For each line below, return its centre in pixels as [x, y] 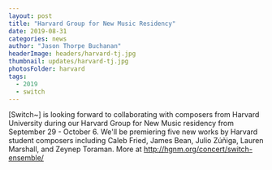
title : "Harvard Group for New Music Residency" [92, 24]
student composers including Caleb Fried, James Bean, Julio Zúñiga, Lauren [136, 141]
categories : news [38, 39]
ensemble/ [26, 158]
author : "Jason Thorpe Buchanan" [65, 46]
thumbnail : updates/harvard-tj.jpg [69, 62]
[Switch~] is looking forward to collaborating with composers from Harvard [134, 115]
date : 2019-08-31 [38, 31]
